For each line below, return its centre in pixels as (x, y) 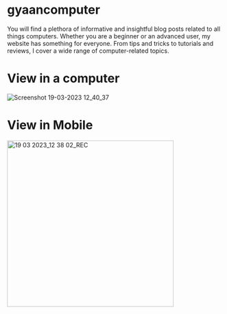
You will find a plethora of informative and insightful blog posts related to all (114, 29)
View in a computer (63, 78)
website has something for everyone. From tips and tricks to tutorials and (110, 43)
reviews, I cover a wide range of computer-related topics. (88, 51)
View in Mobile (50, 125)
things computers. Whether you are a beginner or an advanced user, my (109, 36)
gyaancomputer (54, 10)
